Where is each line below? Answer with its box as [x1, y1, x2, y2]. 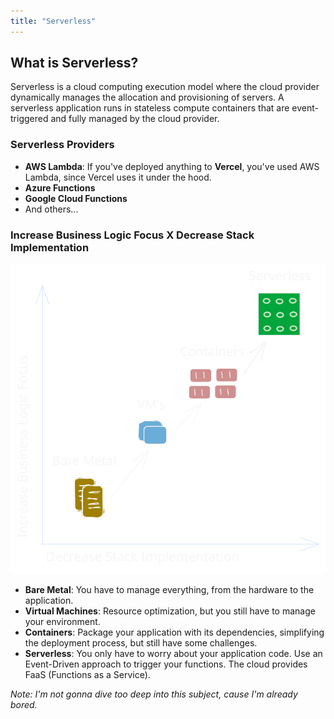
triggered [10, 113, 49, 125]
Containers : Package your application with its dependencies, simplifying [24, 626, 325, 639]
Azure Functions [24, 181, 96, 194]
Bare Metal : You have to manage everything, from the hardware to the [24, 584, 315, 596]
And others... [24, 203, 79, 215]
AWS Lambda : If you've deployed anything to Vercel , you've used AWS [24, 160, 320, 172]
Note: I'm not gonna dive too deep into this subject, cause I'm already [10, 688, 298, 700]
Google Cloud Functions [24, 192, 128, 204]
